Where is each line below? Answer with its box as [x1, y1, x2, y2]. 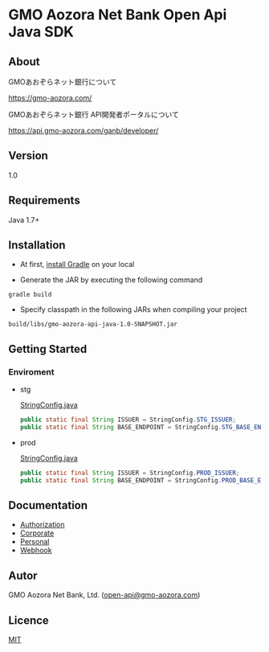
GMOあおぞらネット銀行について [8, 77, 117, 86]
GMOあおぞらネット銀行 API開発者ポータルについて [8, 110, 179, 119]
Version [8, 149, 48, 162]
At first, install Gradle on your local [19, 260, 135, 269]
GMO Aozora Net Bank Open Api [8, 6, 227, 24]
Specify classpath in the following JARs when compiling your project [19, 305, 247, 314]
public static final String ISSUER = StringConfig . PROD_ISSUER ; [19, 469, 240, 477]
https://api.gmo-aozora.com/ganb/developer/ [8, 126, 159, 135]
